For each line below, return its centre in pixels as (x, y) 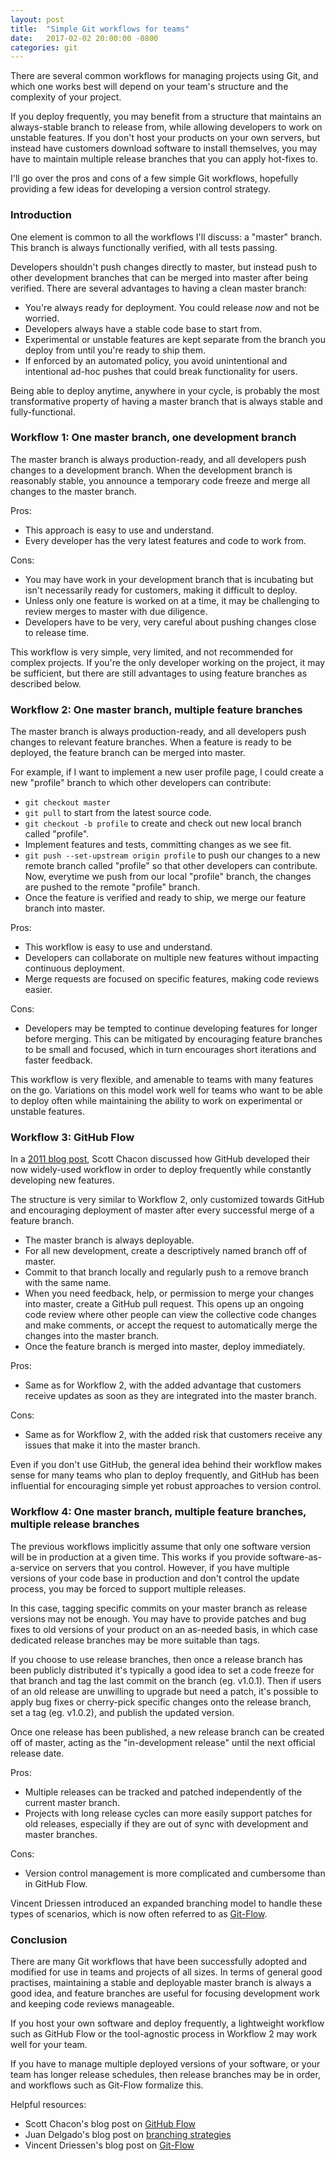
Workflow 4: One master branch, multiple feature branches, (158, 1512)
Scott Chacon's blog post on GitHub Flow (110, 2124)
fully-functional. (43, 412)
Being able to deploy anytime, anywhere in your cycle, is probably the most (165, 390)
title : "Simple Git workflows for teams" (100, 29)
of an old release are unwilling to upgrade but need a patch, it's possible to (164, 1691)
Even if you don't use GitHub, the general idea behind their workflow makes (166, 1465)
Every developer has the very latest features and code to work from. (165, 540)
